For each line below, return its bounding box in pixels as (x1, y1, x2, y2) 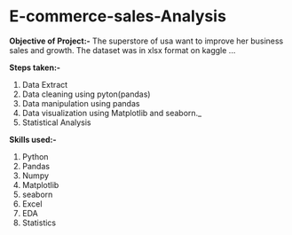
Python (21, 151, 49, 161)
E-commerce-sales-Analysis (9, 6, 226, 27)
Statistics (21, 217, 57, 228)
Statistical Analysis (21, 117, 91, 128)
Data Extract (21, 79, 68, 90)
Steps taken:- (9, 62, 60, 73)
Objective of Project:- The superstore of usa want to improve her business (9, 35, 284, 46)
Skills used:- (9, 134, 57, 145)
